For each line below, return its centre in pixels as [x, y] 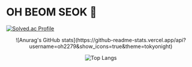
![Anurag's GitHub [38, 40]
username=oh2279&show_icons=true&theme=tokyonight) [101, 46]
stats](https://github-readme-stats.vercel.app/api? [124, 40]
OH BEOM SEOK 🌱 [52, 12]
